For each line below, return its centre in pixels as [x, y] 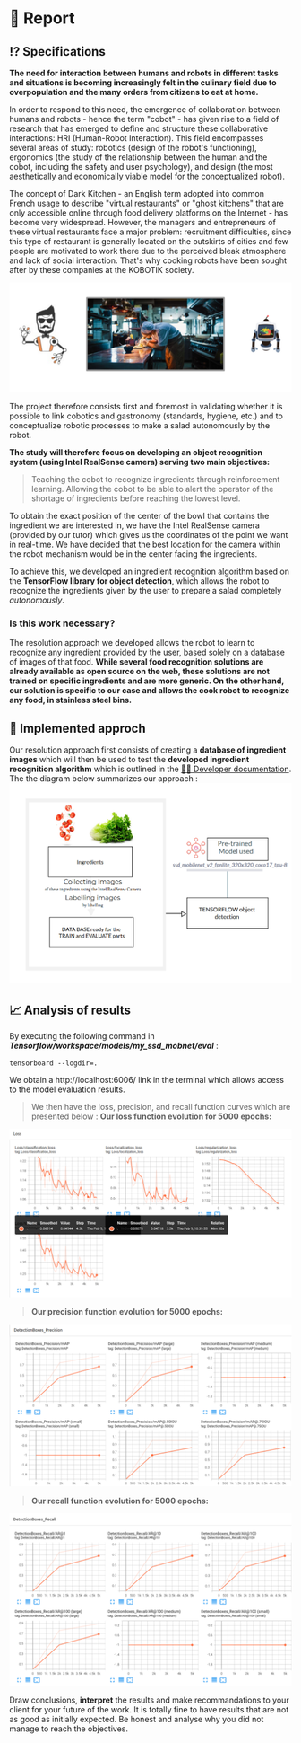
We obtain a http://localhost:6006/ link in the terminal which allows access [147, 1080]
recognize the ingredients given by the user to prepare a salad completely [146, 590]
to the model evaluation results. [67, 1089]
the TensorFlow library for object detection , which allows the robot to [139, 581]
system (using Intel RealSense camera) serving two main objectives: [140, 462]
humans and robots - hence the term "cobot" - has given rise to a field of [144, 119]
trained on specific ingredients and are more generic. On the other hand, [147, 681]
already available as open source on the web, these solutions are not [140, 672]
